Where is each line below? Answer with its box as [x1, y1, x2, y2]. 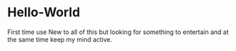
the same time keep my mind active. [7, 35, 113, 43]
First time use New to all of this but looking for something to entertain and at [7, 28, 229, 36]
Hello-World [7, 4, 81, 21]
